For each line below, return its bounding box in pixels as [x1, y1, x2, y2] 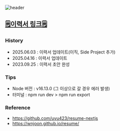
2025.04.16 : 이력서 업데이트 [12, 55, 67, 61]
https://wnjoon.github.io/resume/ [12, 121, 80, 127]
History [5, 37, 24, 44]
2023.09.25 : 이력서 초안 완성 [12, 61, 70, 67]
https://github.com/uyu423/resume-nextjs [12, 115, 98, 121]
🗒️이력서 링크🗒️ [5, 20, 48, 28]
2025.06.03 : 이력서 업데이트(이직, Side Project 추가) [12, 49, 116, 55]
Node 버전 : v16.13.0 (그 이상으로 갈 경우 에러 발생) [12, 85, 110, 91]
